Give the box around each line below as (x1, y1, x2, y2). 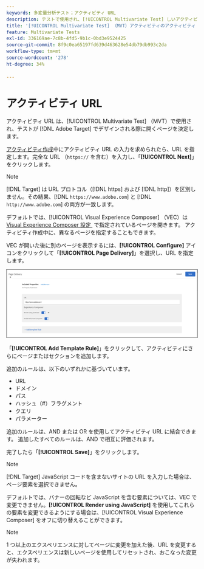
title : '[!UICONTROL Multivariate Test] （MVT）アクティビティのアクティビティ (6, 22, 196, 29)
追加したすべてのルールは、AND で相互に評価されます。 (18, 435, 158, 443)
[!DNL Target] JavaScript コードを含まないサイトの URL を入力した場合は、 (6, 473, 195, 480)
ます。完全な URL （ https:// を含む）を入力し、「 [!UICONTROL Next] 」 (16, 153, 197, 160)
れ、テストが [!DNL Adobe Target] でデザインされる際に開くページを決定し (6, 125, 194, 133)
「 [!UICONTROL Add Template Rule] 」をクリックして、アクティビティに (6, 345, 188, 352)
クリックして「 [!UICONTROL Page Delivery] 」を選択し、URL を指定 (22, 249, 194, 257)
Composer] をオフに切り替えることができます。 (6, 517, 126, 524)
